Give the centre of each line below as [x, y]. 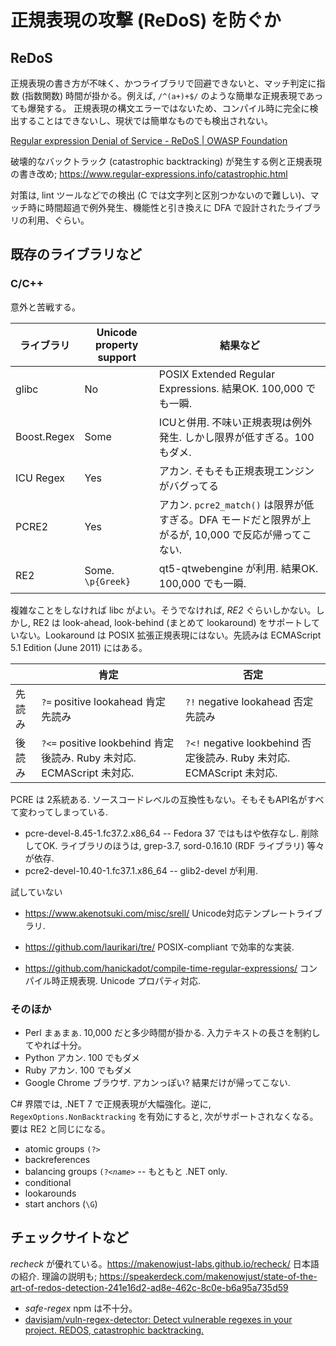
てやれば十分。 [55, 1045]
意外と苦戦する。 [45, 307]
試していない [36, 892]
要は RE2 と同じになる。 [60, 1128]
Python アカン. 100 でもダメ [82, 1057]
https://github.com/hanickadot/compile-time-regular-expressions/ [161, 968]
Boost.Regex [45, 436]
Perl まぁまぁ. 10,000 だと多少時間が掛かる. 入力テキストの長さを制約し [172, 1032]
